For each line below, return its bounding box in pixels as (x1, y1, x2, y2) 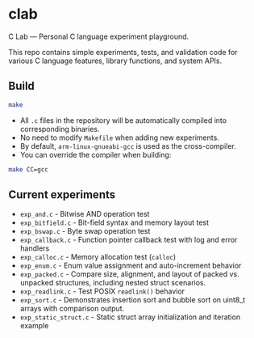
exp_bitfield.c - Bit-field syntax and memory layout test (19, 218, 210, 227)
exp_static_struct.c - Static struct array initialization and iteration (19, 312, 240, 322)
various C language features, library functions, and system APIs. (8, 56, 223, 65)
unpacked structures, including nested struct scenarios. (19, 278, 206, 288)
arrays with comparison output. (19, 304, 125, 314)
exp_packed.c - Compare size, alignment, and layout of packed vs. (19, 269, 239, 279)
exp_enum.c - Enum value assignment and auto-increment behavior (19, 260, 242, 271)
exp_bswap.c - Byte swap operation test (19, 226, 151, 236)
